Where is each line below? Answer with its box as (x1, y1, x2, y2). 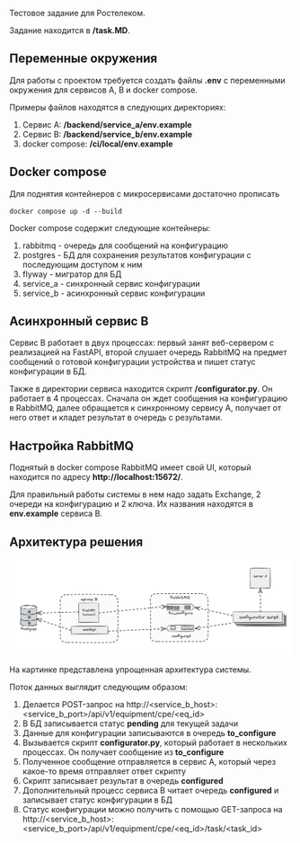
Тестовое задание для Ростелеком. (9, 8, 146, 18)
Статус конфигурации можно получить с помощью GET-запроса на (22, 803, 283, 814)
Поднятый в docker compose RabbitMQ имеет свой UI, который (9, 462, 251, 473)
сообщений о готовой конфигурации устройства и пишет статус (9, 357, 256, 368)
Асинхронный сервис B (9, 314, 149, 329)
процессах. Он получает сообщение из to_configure (22, 746, 225, 758)
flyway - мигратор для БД (22, 269, 122, 280)
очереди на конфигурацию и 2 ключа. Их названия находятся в (9, 499, 254, 510)
